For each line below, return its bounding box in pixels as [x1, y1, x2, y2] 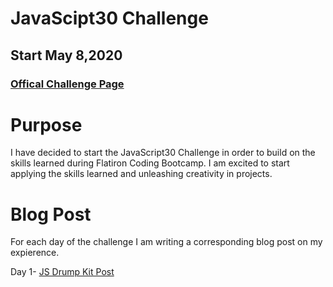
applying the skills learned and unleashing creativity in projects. [10, 168, 273, 180]
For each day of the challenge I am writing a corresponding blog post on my [10, 236, 323, 248]
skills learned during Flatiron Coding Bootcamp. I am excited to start [10, 157, 290, 169]
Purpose [10, 113, 83, 136]
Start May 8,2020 [10, 47, 123, 64]
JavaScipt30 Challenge [10, 7, 209, 30]
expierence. [10, 247, 60, 259]
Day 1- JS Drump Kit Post [10, 266, 115, 278]
